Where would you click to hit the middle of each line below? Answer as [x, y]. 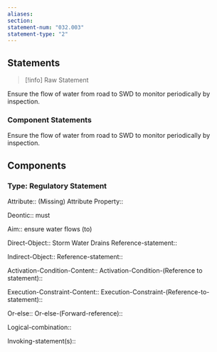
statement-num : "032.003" [46, 27]
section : [20, 21]
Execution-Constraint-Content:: [53, 292]
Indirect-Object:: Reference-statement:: [65, 257]
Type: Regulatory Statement [57, 186]
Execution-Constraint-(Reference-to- [155, 292]
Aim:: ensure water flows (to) [50, 229]
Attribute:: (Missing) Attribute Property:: [65, 201]
